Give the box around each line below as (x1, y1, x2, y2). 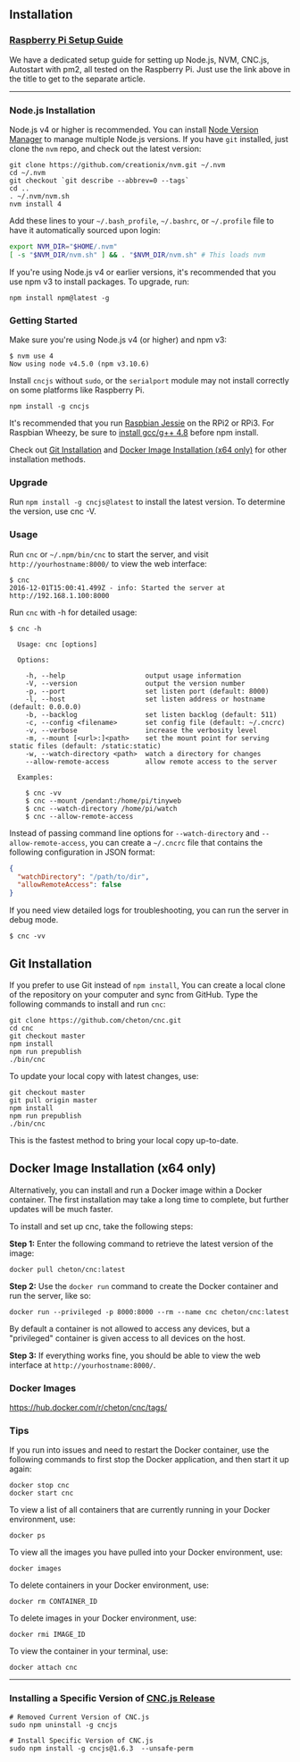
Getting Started (9, 314, 78, 326)
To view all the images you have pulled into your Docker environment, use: (9, 1547, 283, 1558)
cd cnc (9, 1024, 34, 1033)
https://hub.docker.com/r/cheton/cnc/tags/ (9, 1403, 168, 1413)
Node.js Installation (9, 104, 96, 116)
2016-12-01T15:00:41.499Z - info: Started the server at (9, 583, 226, 593)
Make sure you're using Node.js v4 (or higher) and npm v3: (9, 334, 228, 345)
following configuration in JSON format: (9, 847, 155, 857)
